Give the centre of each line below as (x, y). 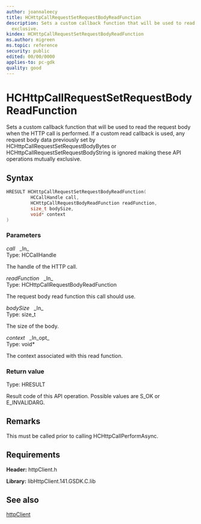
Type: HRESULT (26, 384)
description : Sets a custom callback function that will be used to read (101, 23)
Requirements (33, 455)
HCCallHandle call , (55, 198)
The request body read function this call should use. (71, 296)
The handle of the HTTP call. (42, 266)
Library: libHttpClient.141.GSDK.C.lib (51, 481)
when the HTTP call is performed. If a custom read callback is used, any (96, 134)
